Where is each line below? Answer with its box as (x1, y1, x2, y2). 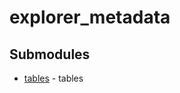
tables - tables (23, 72, 84, 84)
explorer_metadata (9, 6, 171, 29)
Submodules (9, 46, 91, 63)
